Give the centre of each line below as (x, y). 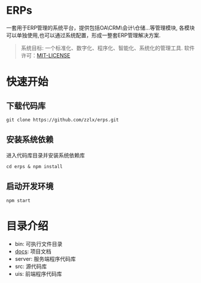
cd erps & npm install (34, 166)
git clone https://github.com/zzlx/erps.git (63, 120)
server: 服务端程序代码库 (45, 258)
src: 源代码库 (31, 266)
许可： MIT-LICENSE (45, 55)
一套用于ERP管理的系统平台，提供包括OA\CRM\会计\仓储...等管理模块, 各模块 (100, 28)
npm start (19, 200)
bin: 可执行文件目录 (39, 244)
